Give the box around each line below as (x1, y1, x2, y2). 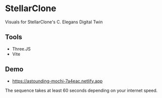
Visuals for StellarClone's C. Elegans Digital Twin (5, 19, 103, 25)
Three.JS (12, 46, 31, 51)
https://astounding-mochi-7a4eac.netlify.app (12, 78, 103, 84)
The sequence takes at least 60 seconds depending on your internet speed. (5, 87, 158, 93)
